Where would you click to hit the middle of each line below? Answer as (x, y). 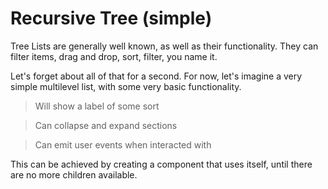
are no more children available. (74, 174)
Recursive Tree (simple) (111, 18)
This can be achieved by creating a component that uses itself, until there (161, 164)
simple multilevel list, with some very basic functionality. (126, 86)
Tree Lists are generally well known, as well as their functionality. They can (164, 46)
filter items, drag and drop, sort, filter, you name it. (114, 56)
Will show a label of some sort (97, 106)
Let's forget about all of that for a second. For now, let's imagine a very (156, 76)
